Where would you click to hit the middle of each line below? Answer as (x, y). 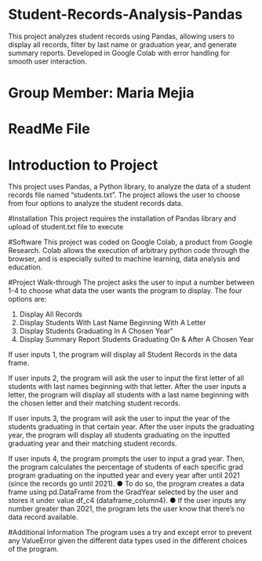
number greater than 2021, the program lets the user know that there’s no (127, 509)
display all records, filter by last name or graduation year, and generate (122, 44)
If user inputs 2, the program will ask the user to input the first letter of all (126, 378)
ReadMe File (49, 129)
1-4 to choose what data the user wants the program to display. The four (125, 291)
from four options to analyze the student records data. (96, 203)
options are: (27, 299)
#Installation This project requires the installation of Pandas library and (122, 218)
